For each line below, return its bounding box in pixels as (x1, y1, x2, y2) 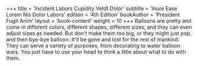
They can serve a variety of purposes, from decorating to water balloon (6, 42, 180, 49)
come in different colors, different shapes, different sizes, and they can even (6, 23, 192, 30)
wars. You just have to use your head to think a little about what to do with (6, 48, 186, 55)
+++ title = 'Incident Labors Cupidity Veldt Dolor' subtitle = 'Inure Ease (6, 5, 177, 12)
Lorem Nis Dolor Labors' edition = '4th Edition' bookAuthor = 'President (6, 11, 180, 18)
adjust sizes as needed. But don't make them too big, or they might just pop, (6, 30, 192, 37)
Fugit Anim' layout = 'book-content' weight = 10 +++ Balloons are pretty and (6, 18, 192, 24)
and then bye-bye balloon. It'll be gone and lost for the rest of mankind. (6, 36, 180, 43)
